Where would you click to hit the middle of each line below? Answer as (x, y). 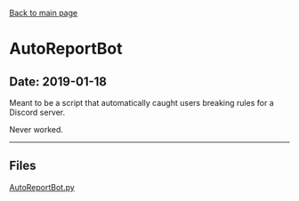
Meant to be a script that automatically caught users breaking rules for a (141, 103)
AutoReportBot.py (42, 187)
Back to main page (44, 13)
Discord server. (37, 112)
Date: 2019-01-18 (58, 81)
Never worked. (36, 129)
